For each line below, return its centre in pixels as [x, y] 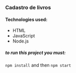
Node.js [21, 41]
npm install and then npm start [38, 65]
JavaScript [24, 36]
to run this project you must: [35, 52]
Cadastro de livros [28, 7]
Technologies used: [26, 19]
